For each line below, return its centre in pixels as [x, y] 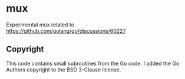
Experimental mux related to [40, 25]
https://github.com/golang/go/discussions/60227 [66, 30]
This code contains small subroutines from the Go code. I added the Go [93, 63]
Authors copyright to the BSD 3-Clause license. [64, 70]
